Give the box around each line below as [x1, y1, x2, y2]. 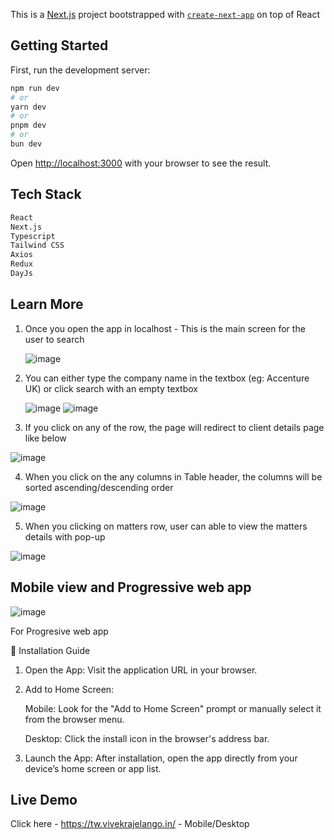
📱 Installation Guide [10, 644, 91, 656]
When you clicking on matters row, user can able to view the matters [24, 520, 308, 532]
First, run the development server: [10, 64, 151, 76]
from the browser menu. [24, 713, 125, 725]
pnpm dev [10, 120, 47, 131]
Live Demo [10, 791, 78, 808]
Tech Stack [10, 186, 82, 203]
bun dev [10, 139, 43, 149]
